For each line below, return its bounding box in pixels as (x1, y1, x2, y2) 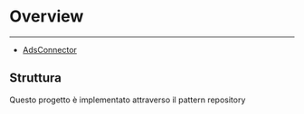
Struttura (9, 70, 62, 86)
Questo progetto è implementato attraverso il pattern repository (9, 94, 246, 105)
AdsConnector (22, 44, 77, 55)
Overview (9, 6, 84, 27)
